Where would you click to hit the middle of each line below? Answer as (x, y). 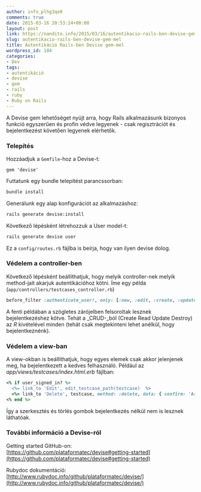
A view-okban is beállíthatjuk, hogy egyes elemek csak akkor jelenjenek (95, 359)
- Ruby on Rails (26, 100)
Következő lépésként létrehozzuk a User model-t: (67, 225)
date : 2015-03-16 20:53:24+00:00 (48, 23)
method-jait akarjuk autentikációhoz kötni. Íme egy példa (76, 283)
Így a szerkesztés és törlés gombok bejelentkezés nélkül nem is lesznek (95, 411)
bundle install (25, 192)
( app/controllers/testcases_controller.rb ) (60, 289)
